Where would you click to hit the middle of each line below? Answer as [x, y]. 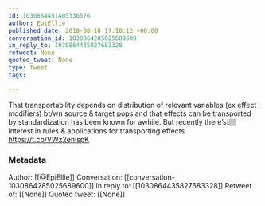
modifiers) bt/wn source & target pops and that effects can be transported [130, 113]
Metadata [27, 160]
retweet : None [32, 53]
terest [21, 131]
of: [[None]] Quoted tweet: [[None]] [67, 194]
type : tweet [28, 68]
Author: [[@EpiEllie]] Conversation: [65, 177]
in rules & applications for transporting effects [110, 131]
